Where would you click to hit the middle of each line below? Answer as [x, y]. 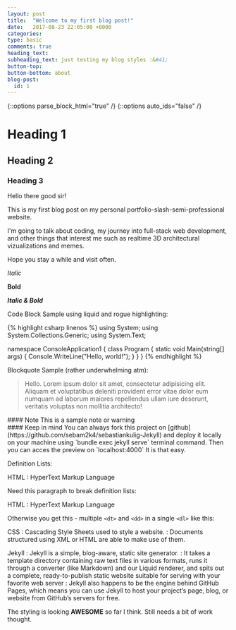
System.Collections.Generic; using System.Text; [77, 335]
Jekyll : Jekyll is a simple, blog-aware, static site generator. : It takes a [109, 553]
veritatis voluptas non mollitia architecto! [83, 406]
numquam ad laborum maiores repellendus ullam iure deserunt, [117, 399]
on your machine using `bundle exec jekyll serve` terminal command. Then [116, 442]
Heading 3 [25, 181]
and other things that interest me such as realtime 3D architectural [104, 238]
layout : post [26, 14]
